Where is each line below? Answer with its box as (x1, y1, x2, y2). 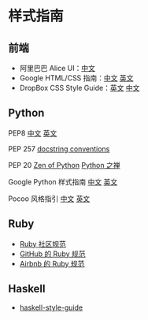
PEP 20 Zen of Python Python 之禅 (8, 160, 120, 169)
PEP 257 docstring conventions (8, 143, 110, 154)
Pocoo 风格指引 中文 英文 (8, 194, 91, 203)
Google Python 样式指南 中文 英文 (8, 177, 118, 186)
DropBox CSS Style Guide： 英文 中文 (19, 84, 140, 92)
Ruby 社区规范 (19, 239, 67, 248)
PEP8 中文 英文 (8, 128, 57, 138)
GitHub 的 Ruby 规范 (19, 249, 86, 259)
